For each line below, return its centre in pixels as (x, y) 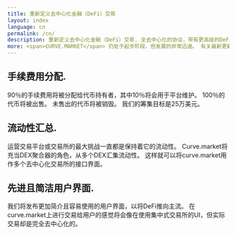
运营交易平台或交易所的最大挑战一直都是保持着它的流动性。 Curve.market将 (117, 146)
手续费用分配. (37, 77)
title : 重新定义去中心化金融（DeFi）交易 (62, 14)
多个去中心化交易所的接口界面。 (60, 164)
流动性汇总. (32, 128)
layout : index (28, 20)
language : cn (26, 27)
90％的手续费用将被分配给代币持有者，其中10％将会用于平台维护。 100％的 (116, 95)
